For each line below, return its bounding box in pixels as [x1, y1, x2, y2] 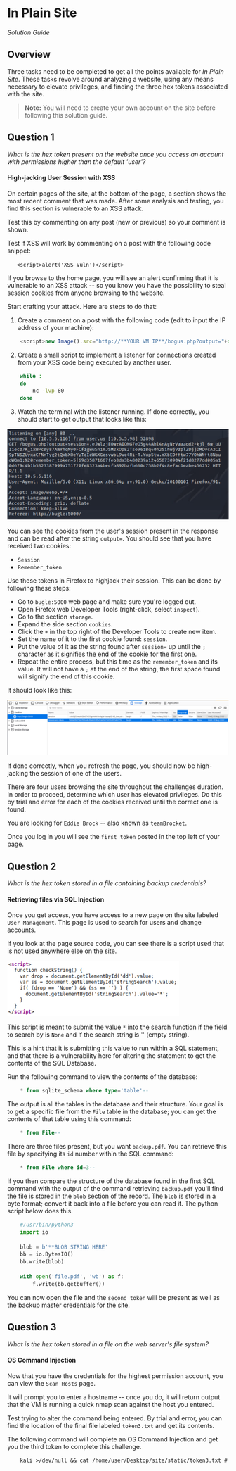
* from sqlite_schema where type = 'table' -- [20, 1087, 150, 1094]
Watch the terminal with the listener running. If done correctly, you [17, 408, 209, 416]
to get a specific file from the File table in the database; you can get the [7, 1107, 216, 1116]
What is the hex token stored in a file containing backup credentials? [7, 879, 206, 888]
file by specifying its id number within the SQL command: [7, 1149, 174, 1159]
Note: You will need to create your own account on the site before [24, 103, 216, 112]
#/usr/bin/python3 [20, 1221, 74, 1228]
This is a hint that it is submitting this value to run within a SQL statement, [7, 1044, 220, 1053]
